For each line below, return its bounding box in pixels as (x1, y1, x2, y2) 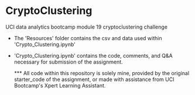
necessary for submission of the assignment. (13, 58, 124, 65)
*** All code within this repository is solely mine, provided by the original (13, 69, 190, 76)
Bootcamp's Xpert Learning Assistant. (13, 82, 106, 89)
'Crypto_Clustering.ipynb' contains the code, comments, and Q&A (13, 52, 173, 59)
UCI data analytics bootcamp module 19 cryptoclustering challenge (5, 23, 168, 30)
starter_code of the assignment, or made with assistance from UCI (13, 76, 175, 83)
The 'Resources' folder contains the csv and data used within (13, 34, 162, 41)
